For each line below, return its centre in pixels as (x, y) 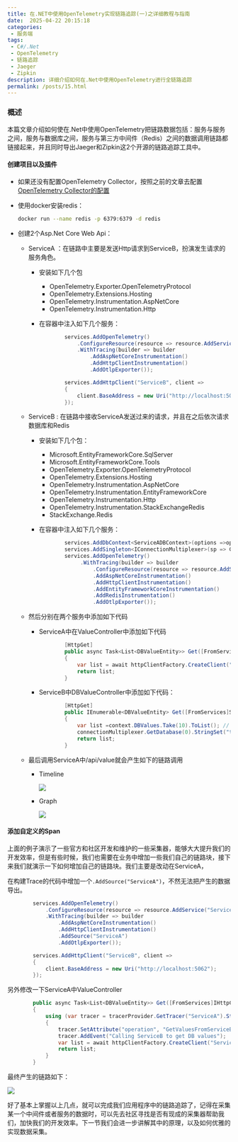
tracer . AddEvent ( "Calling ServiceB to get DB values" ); (142, 1036)
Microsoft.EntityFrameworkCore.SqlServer (111, 455)
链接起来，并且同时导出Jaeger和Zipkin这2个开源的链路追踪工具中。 (106, 147)
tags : (15, 40)
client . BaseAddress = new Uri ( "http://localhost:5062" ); (131, 969)
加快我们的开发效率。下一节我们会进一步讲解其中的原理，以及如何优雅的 (125, 1123)
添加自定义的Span (34, 831)
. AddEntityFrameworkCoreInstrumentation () (157, 589)
